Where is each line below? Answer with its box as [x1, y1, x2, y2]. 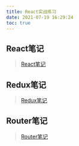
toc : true [6, 20, 31, 26]
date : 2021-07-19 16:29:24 [6, 14, 74, 20]
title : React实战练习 [6, 8, 57, 15]
